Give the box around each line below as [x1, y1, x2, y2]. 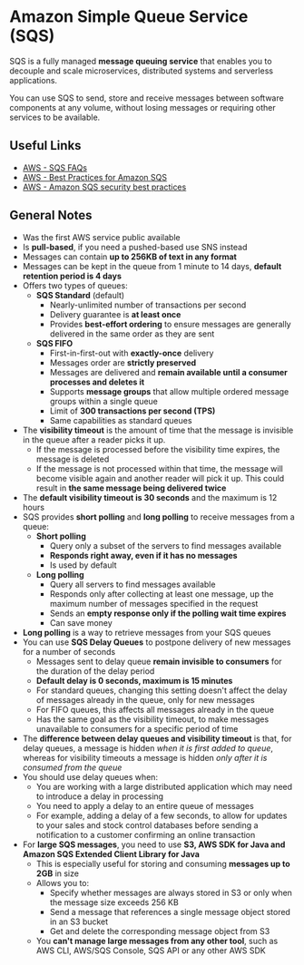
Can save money [49, 617, 113, 628]
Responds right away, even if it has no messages [49, 550, 238, 560]
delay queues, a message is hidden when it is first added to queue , [22, 742, 274, 754]
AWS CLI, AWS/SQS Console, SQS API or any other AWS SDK [35, 945, 266, 956]
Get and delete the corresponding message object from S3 [49, 925, 270, 936]
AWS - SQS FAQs [22, 161, 88, 173]
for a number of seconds [22, 646, 116, 657]
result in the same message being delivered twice [35, 482, 227, 493]
